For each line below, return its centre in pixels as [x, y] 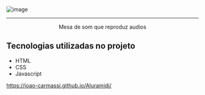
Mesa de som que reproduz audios [103, 27]
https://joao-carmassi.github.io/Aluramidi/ [59, 85]
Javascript [28, 74]
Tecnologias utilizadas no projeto [71, 46]
